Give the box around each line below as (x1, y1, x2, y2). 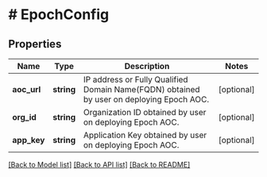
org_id (12, 112, 37, 122)
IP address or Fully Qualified (83, 74, 188, 85)
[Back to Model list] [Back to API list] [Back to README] (8, 160, 191, 169)
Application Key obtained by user (83, 129, 207, 140)
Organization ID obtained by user (83, 107, 207, 117)
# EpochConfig (8, 6, 110, 24)
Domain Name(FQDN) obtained (83, 84, 200, 94)
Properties (8, 37, 62, 51)
